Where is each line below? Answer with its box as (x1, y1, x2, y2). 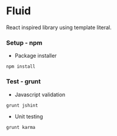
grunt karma (6, 124, 35, 130)
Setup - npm (6, 39, 43, 47)
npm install (6, 64, 35, 69)
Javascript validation (14, 91, 66, 98)
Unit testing (14, 113, 43, 120)
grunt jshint (6, 102, 38, 108)
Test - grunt (6, 77, 41, 86)
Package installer (14, 52, 57, 59)
